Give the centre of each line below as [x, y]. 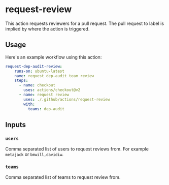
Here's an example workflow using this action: [54, 57]
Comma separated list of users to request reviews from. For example [77, 149]
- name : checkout [37, 85]
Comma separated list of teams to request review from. [63, 177]
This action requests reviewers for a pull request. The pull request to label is [84, 23]
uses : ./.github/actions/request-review [67, 99]
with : [29, 104]
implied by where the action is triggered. [47, 28]
